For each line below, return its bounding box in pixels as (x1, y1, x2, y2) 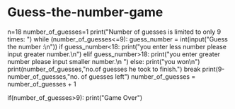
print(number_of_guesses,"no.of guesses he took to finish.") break (7, 65, 201, 73)
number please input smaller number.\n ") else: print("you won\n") (7, 57, 200, 65)
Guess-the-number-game (7, 4, 164, 20)
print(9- (202, 65, 225, 73)
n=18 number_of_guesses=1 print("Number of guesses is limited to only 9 (7, 27, 222, 36)
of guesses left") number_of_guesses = (81, 72, 196, 81)
